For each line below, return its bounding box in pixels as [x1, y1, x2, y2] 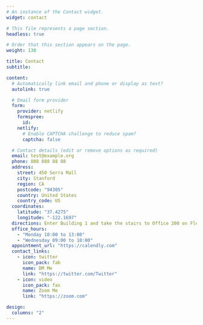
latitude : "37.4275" [17, 209, 69, 215]
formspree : [17, 114, 45, 120]
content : [6, 75, 28, 81]
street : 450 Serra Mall [17, 170, 77, 176]
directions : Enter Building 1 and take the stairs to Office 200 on [11, 220, 188, 227]
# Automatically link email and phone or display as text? [11, 80, 164, 86]
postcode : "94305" [17, 187, 63, 193]
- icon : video [17, 276, 53, 283]
